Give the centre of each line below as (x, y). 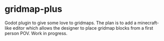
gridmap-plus (33, 9)
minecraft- (148, 23)
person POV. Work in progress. (36, 33)
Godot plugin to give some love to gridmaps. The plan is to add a (71, 23)
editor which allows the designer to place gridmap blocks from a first (83, 28)
